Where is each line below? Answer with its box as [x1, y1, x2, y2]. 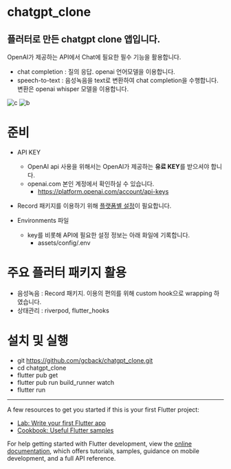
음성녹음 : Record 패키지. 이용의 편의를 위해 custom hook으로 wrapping [16, 289, 212, 297]
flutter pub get [16, 370, 58, 379]
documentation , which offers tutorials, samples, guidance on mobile [7, 446, 199, 455]
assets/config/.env [37, 239, 91, 247]
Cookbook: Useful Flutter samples [16, 426, 114, 435]
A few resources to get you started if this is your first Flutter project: [7, 405, 199, 414]
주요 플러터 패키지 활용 [7, 265, 127, 281]
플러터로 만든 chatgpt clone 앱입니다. [7, 33, 160, 45]
